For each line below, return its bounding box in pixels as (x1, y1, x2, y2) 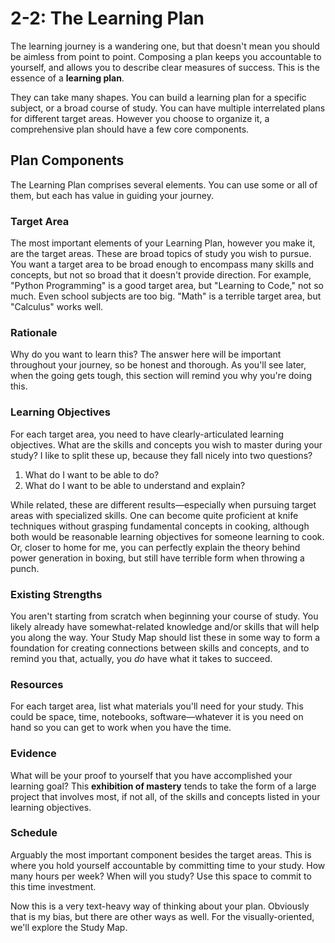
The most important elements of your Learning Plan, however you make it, (10, 237, 316, 249)
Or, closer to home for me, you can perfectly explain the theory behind (10, 541, 301, 553)
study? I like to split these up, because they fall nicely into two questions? (10, 449, 313, 461)
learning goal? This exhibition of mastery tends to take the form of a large (10, 780, 317, 792)
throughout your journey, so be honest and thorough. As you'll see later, (10, 359, 307, 371)
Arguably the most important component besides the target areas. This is (10, 848, 312, 861)
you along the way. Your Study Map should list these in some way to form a (10, 631, 321, 643)
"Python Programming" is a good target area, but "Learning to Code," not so (10, 280, 324, 292)
